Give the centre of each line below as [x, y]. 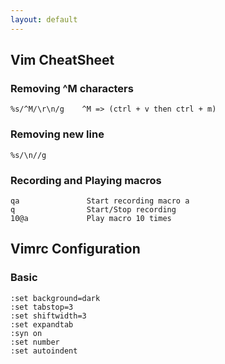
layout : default [44, 19]
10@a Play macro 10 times [91, 218]
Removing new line [57, 134]
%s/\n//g [28, 155]
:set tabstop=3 [42, 307]
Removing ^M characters [72, 88]
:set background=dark [55, 298]
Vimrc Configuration [75, 249]
